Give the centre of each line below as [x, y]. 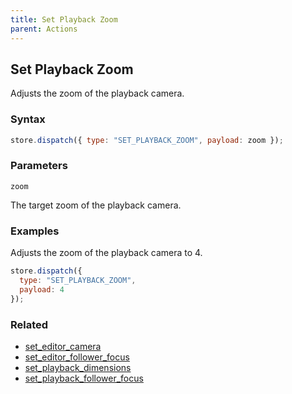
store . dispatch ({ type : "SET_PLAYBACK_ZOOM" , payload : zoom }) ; [147, 140]
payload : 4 [42, 289]
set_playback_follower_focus [84, 378]
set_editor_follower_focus [77, 357]
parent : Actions [44, 29]
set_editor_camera [63, 346]
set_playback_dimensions [78, 367]
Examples [35, 231]
